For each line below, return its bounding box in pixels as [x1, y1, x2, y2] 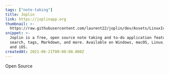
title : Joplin [5, 12, 35, 17]
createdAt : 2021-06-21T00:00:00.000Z [5, 49, 84, 54]
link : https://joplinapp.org [5, 16, 66, 21]
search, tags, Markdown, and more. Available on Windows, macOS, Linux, [10, 40, 165, 45]
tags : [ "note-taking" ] [5, 7, 53, 12]
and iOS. [10, 44, 28, 49]
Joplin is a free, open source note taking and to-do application [10, 35, 152, 40]
